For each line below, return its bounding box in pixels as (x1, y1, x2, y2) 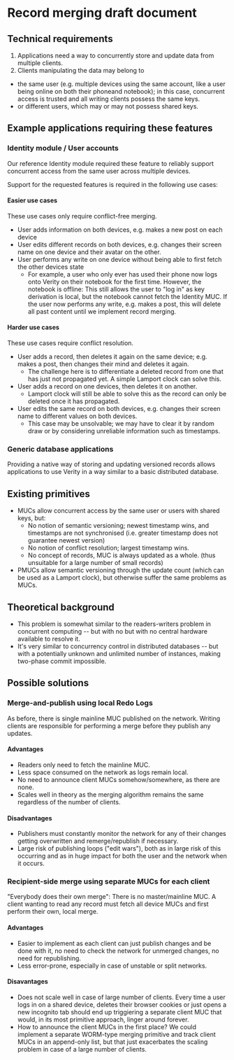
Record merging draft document (7, 5, 197, 21)
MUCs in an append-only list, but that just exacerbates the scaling (17, 1038, 208, 1046)
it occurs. (17, 859, 45, 867)
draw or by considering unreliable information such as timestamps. (27, 427, 221, 435)
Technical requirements (7, 33, 113, 45)
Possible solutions (7, 677, 89, 689)
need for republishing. (17, 954, 82, 962)
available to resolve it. (17, 635, 80, 643)
